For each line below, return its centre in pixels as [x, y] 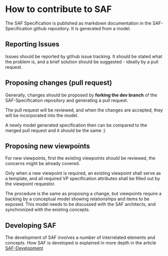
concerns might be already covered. [43, 164]
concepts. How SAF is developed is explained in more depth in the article [81, 243]
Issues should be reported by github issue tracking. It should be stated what [84, 56]
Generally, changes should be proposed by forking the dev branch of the [81, 95]
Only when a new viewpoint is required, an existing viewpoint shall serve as [83, 173]
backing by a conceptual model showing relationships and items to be [77, 199]
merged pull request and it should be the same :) [55, 130]
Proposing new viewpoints [48, 146]
